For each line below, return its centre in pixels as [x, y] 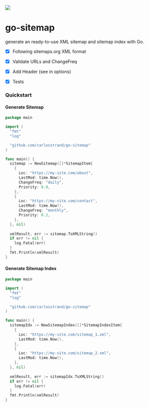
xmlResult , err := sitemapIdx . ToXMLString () [57, 377]
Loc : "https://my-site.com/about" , [56, 173]
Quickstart [19, 95]
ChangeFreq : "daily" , [41, 182]
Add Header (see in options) [42, 72]
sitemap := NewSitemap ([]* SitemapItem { [51, 164]
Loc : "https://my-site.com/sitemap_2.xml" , [65, 353]
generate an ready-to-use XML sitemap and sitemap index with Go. [75, 42]
